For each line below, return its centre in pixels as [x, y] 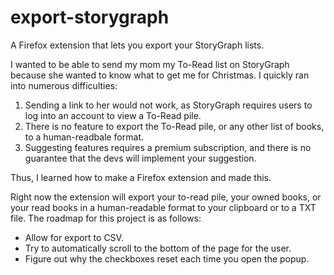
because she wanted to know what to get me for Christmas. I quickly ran [160, 75]
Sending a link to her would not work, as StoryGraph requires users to [168, 105]
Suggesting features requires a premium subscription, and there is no [168, 147]
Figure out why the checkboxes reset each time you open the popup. [167, 258]
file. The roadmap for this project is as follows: [106, 218]
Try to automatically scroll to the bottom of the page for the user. [158, 248]
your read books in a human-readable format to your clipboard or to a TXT [163, 207]
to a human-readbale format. [84, 137]
